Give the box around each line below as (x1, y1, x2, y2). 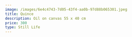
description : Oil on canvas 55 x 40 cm (5, 16, 86, 21)
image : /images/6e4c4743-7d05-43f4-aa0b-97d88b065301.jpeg (5, 7, 128, 12)
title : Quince (5, 12, 34, 16)
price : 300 (5, 20, 27, 25)
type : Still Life (5, 25, 40, 30)
